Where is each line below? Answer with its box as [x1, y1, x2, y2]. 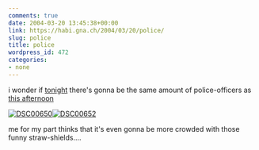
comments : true [8, 11, 59, 20]
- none [8, 63, 30, 71]
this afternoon [8, 93, 54, 103]
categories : [8, 56, 48, 64]
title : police [8, 41, 55, 49]
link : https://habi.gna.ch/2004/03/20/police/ [8, 26, 165, 34]
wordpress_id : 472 [8, 48, 69, 56]
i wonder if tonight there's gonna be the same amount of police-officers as [8, 85, 252, 94]
